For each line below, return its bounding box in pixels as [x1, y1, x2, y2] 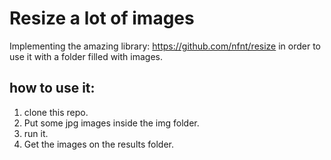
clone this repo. [23, 106, 89, 118]
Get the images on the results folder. [23, 138, 174, 150]
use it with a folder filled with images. [9, 50, 163, 62]
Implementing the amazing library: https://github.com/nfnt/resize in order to [9, 40, 322, 52]
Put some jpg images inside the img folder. [23, 117, 200, 129]
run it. [23, 127, 49, 139]
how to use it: [9, 80, 96, 97]
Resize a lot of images [9, 7, 195, 30]
